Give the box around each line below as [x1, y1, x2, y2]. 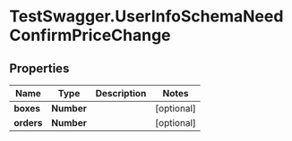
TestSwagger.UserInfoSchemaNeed [9, 6, 284, 27]
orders [13, 117, 43, 129]
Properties [9, 61, 70, 76]
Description [95, 87, 147, 99]
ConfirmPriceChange [9, 25, 172, 46]
